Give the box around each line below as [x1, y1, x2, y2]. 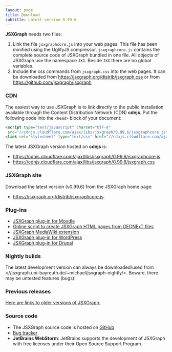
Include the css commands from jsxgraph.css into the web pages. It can [12, 68, 166, 75]
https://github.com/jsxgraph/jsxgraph [12, 79, 92, 85]
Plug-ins [5, 206, 27, 213]
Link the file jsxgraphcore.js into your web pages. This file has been [12, 41, 158, 47]
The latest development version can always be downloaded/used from [5, 264, 154, 270]
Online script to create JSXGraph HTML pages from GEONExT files [12, 223, 154, 229]
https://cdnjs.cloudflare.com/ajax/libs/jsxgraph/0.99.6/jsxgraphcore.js [12, 154, 161, 160]
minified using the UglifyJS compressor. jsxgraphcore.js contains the [12, 47, 160, 53]
